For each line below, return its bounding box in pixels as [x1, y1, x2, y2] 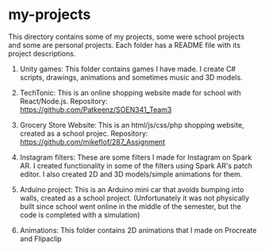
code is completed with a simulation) [19, 210, 140, 219]
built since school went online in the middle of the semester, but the [19, 201, 242, 211]
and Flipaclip [19, 234, 62, 243]
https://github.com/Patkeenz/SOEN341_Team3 [19, 105, 172, 114]
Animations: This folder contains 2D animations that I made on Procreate [19, 225, 257, 235]
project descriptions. [8, 48, 76, 58]
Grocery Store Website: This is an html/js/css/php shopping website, [19, 120, 244, 129]
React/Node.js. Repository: [19, 96, 108, 106]
